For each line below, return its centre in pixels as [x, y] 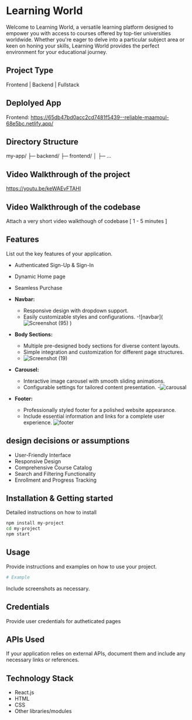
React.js [24, 692]
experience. [38, 422]
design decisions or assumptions [68, 441]
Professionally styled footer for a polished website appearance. [100, 410]
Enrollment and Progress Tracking [55, 480]
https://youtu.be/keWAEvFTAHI [44, 188]
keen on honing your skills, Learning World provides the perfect [83, 46]
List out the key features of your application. [59, 253]
